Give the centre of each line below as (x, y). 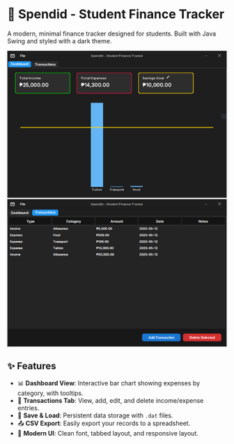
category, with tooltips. (50, 393)
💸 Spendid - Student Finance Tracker (116, 14)
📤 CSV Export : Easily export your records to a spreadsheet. (104, 423)
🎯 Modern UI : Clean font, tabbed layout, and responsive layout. (108, 434)
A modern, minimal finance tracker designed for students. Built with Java (112, 34)
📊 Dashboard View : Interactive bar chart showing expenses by (109, 383)
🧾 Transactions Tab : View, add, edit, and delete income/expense (110, 401)
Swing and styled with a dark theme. (60, 40)
